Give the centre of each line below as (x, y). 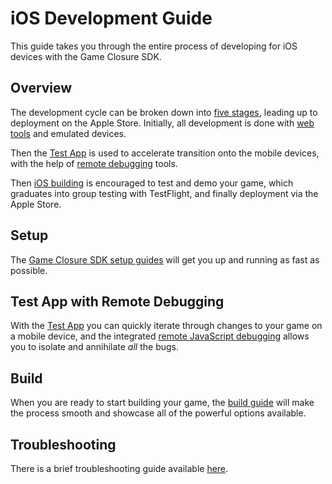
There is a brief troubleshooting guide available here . (119, 468)
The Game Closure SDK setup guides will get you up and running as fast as (165, 259)
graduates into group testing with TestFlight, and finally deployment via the (164, 193)
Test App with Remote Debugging (117, 301)
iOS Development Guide (111, 18)
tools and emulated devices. (68, 133)
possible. (29, 270)
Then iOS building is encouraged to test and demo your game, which (152, 183)
